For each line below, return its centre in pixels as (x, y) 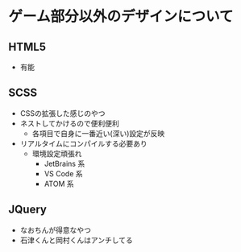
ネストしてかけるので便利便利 (69, 123)
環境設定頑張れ (57, 153)
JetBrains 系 (64, 163)
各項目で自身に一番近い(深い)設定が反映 (98, 133)
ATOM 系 (59, 184)
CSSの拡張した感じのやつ (62, 113)
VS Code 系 (63, 173)
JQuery (27, 210)
